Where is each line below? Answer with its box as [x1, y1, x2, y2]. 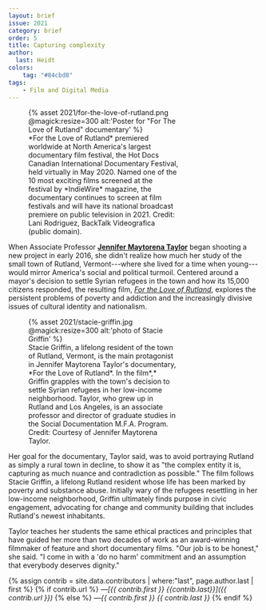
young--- [227, 259, 258, 269]
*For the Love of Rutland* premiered [28, 134, 149, 143]
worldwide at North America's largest [28, 142, 152, 152]
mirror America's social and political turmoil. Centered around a [30, 268, 239, 277]
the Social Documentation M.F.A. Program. [28, 419, 169, 429]
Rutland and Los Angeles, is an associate [28, 402, 164, 412]
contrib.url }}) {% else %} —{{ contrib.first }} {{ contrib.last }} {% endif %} [8, 593, 253, 603]
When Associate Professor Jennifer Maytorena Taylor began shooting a [8, 242, 248, 252]
